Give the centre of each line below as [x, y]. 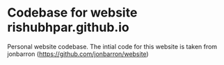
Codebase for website [72, 13]
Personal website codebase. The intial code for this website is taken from [112, 46]
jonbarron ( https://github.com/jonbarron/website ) [78, 54]
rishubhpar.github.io [69, 27]
